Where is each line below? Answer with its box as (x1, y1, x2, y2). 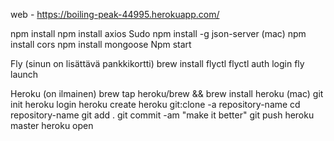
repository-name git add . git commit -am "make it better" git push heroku (10, 109, 315, 121)
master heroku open (10, 120, 94, 131)
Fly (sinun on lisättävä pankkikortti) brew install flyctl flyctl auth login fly (10, 58, 305, 69)
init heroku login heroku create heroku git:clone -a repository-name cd (10, 99, 301, 110)
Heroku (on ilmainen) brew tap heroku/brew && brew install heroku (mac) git (10, 88, 324, 99)
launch (10, 69, 39, 80)
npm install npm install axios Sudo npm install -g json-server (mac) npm (10, 28, 307, 39)
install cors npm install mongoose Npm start (10, 39, 192, 50)
